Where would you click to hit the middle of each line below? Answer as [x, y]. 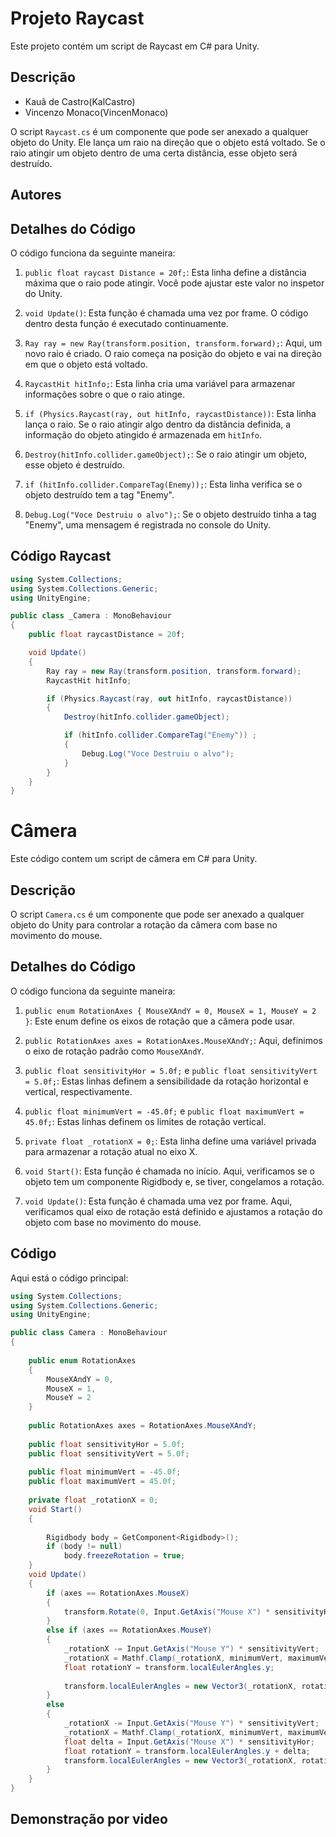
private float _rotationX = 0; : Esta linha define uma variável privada [170, 1141]
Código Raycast [61, 556]
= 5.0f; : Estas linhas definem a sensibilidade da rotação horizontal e [166, 1081]
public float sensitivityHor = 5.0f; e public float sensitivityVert [171, 1070]
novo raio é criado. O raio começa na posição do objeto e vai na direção [173, 353]
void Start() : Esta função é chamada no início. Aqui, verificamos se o [169, 1171]
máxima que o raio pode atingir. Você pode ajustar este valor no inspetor [174, 283]
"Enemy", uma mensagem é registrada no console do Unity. [148, 524]
